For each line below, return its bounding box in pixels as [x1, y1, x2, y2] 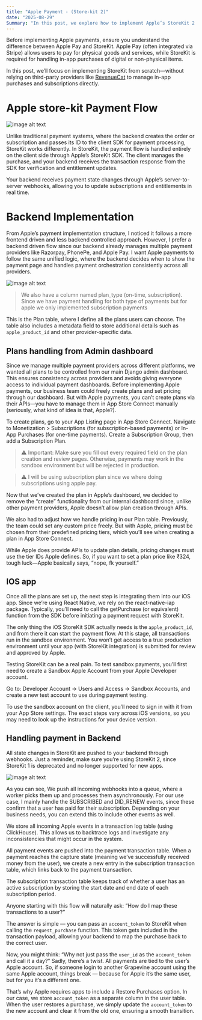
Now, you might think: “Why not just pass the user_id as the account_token [6, 950, 191, 958]
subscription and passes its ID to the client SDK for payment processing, [6, 139, 186, 146]
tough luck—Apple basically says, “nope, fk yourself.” [6, 559, 139, 566]
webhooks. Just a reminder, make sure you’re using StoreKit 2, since [6, 755, 176, 763]
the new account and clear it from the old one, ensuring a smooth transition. [6, 1007, 195, 1014]
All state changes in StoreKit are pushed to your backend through [6, 749, 168, 756]
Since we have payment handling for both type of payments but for [20, 298, 188, 305]
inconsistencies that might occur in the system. [6, 835, 123, 842]
